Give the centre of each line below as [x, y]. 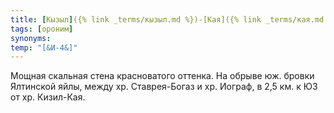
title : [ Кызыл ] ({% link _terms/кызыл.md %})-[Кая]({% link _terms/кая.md [167, 19]
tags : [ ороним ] [42, 29]
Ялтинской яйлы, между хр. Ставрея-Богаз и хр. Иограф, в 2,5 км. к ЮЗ [164, 87]
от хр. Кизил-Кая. [48, 97]
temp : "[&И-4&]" [44, 47]
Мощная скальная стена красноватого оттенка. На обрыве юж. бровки [162, 76]
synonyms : [31, 38]
